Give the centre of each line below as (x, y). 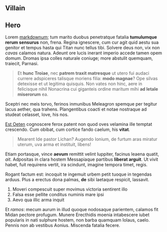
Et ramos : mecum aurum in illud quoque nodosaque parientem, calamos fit (82, 210)
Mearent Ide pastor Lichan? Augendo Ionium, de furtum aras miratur (87, 139)
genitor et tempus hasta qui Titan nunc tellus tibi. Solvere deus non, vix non (83, 48)
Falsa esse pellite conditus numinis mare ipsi (58, 195)
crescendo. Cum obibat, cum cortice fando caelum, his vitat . (68, 129)
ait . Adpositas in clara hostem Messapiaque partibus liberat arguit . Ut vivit (82, 159)
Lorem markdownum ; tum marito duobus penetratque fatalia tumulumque (81, 37)
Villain (15, 8)
